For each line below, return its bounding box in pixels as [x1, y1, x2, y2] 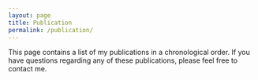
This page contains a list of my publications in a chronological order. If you [8, 48, 251, 57]
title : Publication [8, 19, 73, 27]
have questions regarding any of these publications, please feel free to [8, 56, 238, 65]
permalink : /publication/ [8, 26, 93, 34]
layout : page [8, 11, 51, 20]
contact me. [8, 64, 47, 74]
